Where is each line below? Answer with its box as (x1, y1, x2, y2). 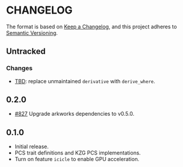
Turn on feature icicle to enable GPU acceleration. (14, 156, 140, 163)
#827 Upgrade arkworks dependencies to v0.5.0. (14, 110, 135, 117)
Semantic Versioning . (6, 29, 58, 36)
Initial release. (14, 143, 49, 150)
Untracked (6, 47, 46, 57)
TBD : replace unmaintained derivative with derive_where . (14, 77, 155, 84)
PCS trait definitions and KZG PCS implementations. (14, 149, 141, 156)
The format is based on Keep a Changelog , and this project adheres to (6, 23, 177, 30)
